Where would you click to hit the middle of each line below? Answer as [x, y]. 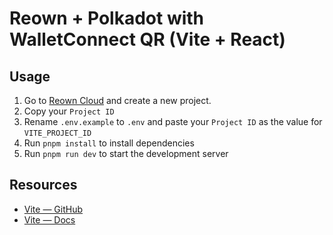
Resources [43, 185]
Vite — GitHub [53, 209]
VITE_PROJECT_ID [57, 133]
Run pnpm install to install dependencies [109, 143]
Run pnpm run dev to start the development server [126, 153]
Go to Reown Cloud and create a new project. [117, 100]
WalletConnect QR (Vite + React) [147, 39]
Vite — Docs [49, 219]
